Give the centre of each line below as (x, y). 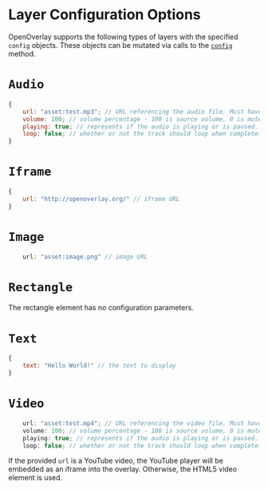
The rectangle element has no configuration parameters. (101, 308)
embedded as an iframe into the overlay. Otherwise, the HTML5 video (123, 469)
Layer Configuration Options (104, 15)
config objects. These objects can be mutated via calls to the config (120, 45)
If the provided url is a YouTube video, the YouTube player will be (116, 461)
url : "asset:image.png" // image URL (85, 257)
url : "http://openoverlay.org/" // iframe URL (101, 199)
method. (22, 53)
